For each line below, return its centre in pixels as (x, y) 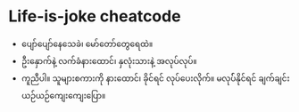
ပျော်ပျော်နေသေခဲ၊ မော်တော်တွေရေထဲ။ (87, 44)
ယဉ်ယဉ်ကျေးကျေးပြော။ (63, 95)
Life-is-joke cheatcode (95, 16)
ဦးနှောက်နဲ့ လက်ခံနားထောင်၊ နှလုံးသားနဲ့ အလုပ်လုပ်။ (109, 60)
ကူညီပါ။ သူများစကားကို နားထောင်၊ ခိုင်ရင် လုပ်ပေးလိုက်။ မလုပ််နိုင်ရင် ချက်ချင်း (156, 78)
